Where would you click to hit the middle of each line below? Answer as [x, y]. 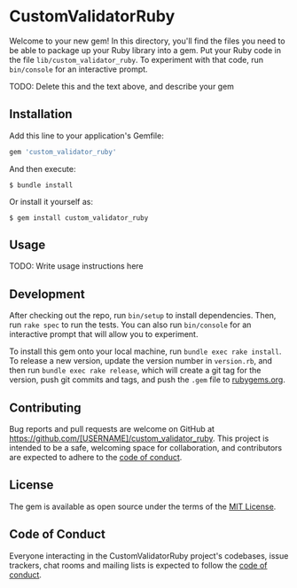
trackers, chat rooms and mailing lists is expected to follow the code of [138, 565]
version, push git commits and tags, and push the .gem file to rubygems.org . [148, 380]
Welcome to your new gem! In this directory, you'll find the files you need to [147, 41]
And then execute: [43, 169]
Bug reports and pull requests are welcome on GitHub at [112, 429]
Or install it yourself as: [51, 201]
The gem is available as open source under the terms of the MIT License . [143, 506]
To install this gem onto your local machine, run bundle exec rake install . [145, 351]
